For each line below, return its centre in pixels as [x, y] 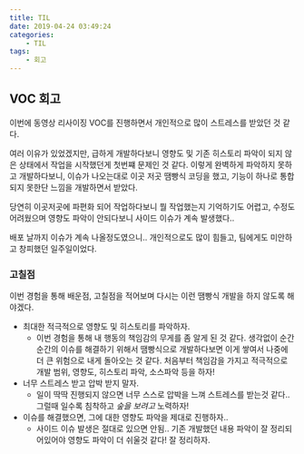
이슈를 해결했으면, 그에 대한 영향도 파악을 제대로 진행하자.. [125, 418]
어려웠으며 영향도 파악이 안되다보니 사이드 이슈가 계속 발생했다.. [122, 218]
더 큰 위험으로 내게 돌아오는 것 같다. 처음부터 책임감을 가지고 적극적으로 [162, 360]
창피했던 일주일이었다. [58, 248]
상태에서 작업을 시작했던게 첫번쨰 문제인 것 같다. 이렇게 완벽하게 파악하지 [147, 164]
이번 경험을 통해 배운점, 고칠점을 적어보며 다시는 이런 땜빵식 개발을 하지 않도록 [147, 296]
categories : [32, 35]
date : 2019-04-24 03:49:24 [60, 26]
